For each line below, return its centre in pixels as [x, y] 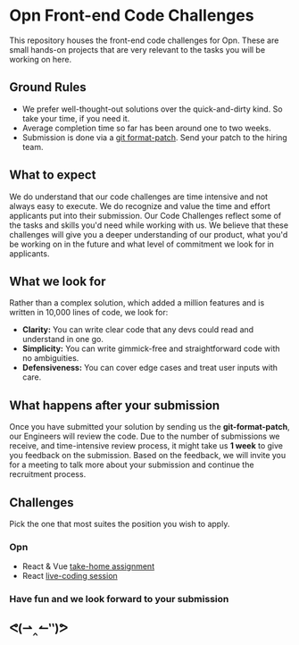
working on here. [41, 59]
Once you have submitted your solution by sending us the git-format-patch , [149, 427]
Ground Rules [48, 87]
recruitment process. [48, 474]
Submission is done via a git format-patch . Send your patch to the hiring [154, 137]
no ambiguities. [50, 358]
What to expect [53, 175]
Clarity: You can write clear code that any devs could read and [138, 330]
